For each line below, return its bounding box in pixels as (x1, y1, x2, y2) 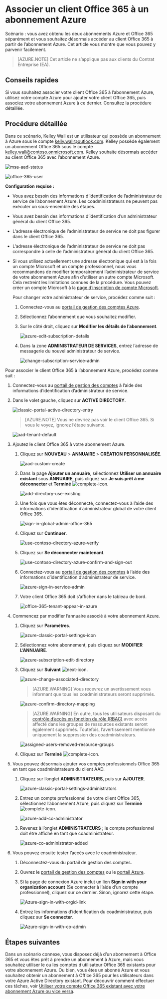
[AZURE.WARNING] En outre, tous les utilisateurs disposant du (32, 710, 161, 716)
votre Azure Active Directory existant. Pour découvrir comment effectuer (5, 978, 155, 984)
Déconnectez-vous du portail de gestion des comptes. (19, 859, 132, 865)
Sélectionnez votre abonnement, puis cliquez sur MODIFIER (19, 642, 143, 648)
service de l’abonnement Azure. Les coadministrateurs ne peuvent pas (12, 198, 158, 204)
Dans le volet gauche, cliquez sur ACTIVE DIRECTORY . (12, 397, 126, 403)
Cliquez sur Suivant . (19, 666, 88, 672)
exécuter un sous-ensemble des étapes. (12, 203, 96, 209)
